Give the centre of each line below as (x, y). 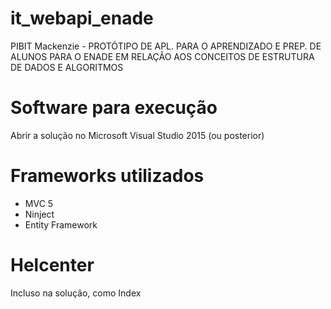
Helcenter (52, 265)
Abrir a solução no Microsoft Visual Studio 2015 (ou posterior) (137, 135)
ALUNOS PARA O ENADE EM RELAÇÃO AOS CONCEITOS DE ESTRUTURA (162, 56)
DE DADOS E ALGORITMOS (67, 67)
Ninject (39, 214)
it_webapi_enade (82, 18)
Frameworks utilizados (107, 176)
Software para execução (114, 108)
